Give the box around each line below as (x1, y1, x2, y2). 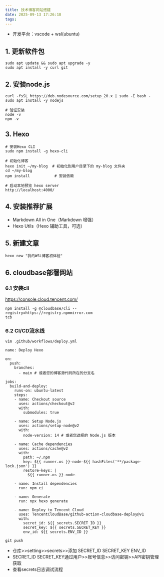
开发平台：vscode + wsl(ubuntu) (12, 31, 80, 37)
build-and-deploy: (9, 384, 48, 389)
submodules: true (23, 410, 59, 415)
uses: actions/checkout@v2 (18, 402, 75, 407)
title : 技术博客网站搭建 (5, 7, 51, 13)
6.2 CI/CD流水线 (5, 327, 45, 334)
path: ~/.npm (23, 455, 50, 460)
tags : (5, 17, 16, 22)
